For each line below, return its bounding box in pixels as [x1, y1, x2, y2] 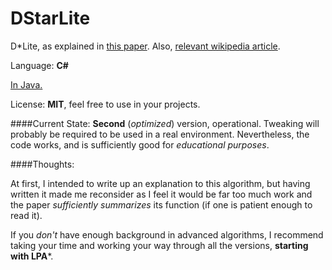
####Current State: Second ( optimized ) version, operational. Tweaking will [10, 117, 320, 129]
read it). [10, 209, 43, 221]
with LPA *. [10, 250, 54, 262]
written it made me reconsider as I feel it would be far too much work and [10, 188, 313, 200]
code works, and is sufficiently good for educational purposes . [10, 138, 270, 151]
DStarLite [10, 7, 91, 30]
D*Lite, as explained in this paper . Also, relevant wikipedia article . [10, 40, 281, 52]
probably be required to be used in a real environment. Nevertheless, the [10, 128, 310, 140]
